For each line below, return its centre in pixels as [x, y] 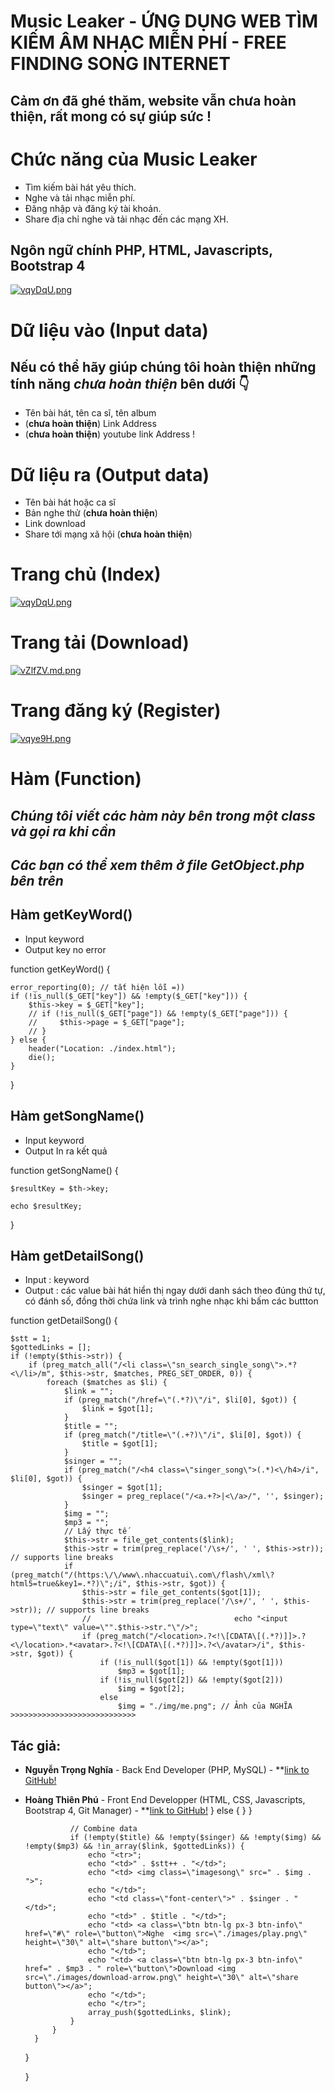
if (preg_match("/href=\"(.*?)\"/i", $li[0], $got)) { [180, 1400]
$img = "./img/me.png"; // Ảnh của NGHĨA [205, 1706]
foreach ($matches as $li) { [107, 1383]
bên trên [37, 881]
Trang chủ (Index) [86, 574]
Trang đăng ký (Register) [116, 711]
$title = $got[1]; [120, 1444]
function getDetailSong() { [64, 1321]
